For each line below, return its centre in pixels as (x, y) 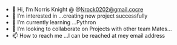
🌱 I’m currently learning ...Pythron (54, 22)
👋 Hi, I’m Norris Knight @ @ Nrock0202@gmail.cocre (78, 9)
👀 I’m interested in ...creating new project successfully (80, 16)
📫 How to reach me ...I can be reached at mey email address (88, 36)
